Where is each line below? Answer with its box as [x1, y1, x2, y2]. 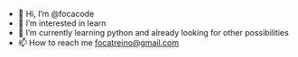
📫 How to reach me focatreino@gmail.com [17, 37, 180, 48]
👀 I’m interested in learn [17, 18, 107, 28]
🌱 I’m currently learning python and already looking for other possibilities [17, 28, 289, 37]
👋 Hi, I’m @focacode [17, 9, 95, 19]
